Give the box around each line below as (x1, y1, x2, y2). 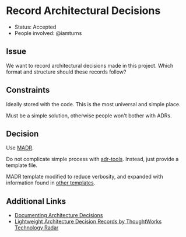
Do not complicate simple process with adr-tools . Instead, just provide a (6, 156, 179, 163)
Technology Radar (14, 224, 59, 231)
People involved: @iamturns (14, 29, 82, 36)
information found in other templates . (6, 179, 96, 186)
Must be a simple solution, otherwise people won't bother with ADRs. (6, 112, 172, 119)
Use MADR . (6, 144, 34, 151)
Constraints (6, 85, 50, 95)
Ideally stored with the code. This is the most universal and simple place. (6, 100, 181, 107)
